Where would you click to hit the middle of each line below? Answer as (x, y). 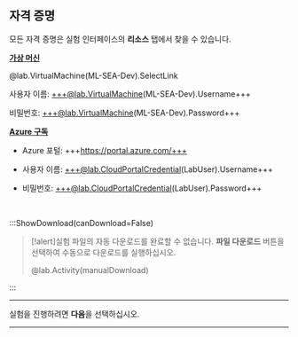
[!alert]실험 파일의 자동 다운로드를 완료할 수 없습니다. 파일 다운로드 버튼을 (157, 241)
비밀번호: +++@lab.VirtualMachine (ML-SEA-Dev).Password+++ (125, 113)
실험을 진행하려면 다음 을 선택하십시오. (74, 314)
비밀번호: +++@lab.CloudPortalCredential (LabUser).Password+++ (142, 188)
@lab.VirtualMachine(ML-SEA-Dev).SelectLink (94, 75)
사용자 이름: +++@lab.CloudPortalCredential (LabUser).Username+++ (147, 169)
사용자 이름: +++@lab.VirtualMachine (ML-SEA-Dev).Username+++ (130, 94)
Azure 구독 (29, 131)
